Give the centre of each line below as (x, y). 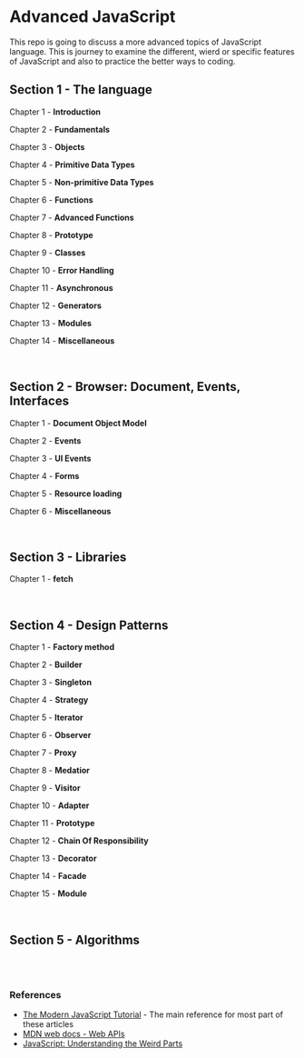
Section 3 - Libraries (68, 557)
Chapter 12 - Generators (55, 305)
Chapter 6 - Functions (51, 200)
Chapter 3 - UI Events (50, 458)
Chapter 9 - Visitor (45, 788)
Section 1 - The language (81, 90)
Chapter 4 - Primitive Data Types (72, 165)
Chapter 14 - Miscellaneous (62, 340)
